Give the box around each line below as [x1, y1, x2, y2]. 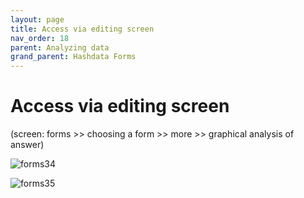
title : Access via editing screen [10, 24, 155, 34]
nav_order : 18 [10, 33, 70, 43]
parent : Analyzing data [10, 42, 110, 53]
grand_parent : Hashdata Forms [10, 52, 137, 62]
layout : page [10, 14, 65, 25]
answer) [10, 139, 45, 151]
